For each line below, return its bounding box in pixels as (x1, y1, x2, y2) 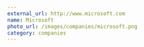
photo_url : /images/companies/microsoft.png (7, 23, 138, 30)
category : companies (7, 29, 67, 37)
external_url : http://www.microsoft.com (7, 10, 126, 17)
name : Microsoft (7, 17, 54, 23)
